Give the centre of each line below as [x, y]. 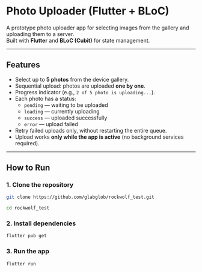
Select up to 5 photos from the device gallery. [72, 79]
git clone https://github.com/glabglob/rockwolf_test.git [80, 197]
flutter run [21, 264]
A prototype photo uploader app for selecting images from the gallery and [98, 28]
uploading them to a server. [40, 34]
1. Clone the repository [40, 185]
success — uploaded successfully [66, 118]
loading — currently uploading [62, 111]
